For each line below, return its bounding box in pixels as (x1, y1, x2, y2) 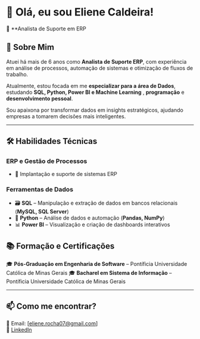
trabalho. (6, 71, 29, 78)
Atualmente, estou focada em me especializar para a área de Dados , (6, 82, 176, 89)
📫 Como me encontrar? (6, 301, 97, 311)
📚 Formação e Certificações (6, 241, 115, 252)
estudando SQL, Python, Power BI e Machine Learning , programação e (6, 89, 185, 96)
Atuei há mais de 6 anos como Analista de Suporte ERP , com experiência (6, 58, 187, 65)
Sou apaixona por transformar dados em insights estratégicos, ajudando (6, 106, 183, 114)
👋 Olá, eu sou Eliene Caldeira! (6, 5, 154, 19)
